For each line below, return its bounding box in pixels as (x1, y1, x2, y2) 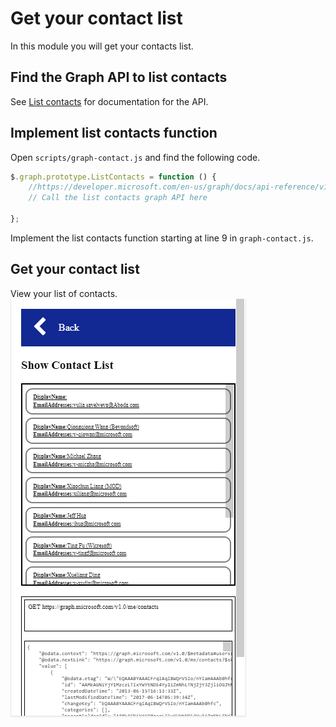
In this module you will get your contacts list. (10, 40, 194, 52)
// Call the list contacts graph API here (28, 193, 208, 203)
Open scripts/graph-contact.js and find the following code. (10, 151, 261, 163)
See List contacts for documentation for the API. (10, 95, 209, 107)
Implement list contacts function (10, 125, 218, 142)
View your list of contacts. (10, 287, 118, 299)
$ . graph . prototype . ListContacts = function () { (10, 172, 217, 182)
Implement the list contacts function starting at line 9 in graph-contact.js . (10, 232, 314, 244)
